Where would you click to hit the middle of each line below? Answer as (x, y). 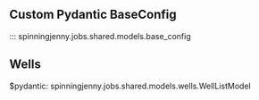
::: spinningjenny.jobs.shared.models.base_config (100, 36)
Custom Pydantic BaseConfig (93, 15)
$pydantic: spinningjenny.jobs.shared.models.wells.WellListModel (130, 86)
